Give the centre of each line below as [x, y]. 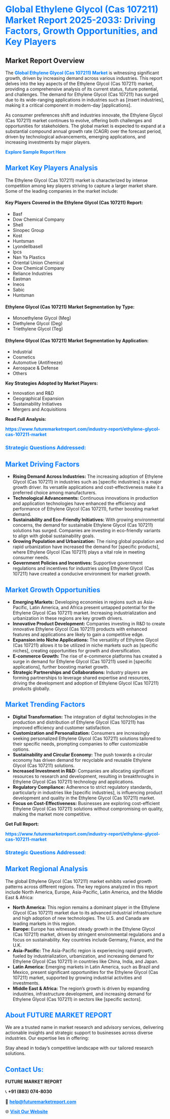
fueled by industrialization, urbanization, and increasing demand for [83, 956]
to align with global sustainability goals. [54, 536]
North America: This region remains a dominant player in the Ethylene [86, 907]
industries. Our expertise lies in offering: [47, 1038]
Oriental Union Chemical [38, 263]
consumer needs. [31, 558]
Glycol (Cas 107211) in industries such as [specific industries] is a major [87, 482]
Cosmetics [24, 357]
